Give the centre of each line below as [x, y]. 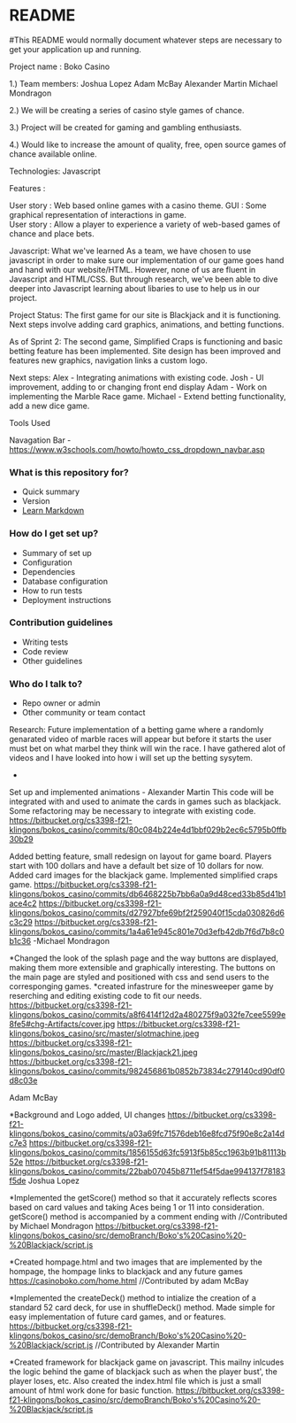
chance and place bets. [52, 233]
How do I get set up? [54, 534]
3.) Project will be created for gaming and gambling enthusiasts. [125, 127]
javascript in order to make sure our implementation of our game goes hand [147, 260]
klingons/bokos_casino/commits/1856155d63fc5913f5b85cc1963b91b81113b [148, 1153]
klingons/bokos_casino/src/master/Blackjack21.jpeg [103, 1052]
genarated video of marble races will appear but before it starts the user [140, 739]
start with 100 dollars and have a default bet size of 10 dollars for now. [137, 866]
